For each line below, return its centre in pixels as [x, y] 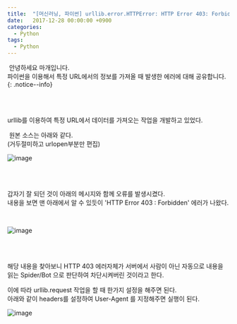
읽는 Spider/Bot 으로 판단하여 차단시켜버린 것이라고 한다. [86, 275]
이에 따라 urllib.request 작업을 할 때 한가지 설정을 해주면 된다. [92, 290]
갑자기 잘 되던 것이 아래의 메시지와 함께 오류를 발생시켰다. [86, 194]
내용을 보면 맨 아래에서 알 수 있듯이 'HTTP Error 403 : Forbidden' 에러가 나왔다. [118, 203]
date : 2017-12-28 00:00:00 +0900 [60, 20]
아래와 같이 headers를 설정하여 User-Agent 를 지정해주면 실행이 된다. [103, 299]
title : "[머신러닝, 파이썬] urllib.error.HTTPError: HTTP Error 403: [108, 14]
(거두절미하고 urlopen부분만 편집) [54, 144]
